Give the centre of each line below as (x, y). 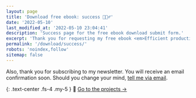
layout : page (22, 11)
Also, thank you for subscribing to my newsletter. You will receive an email (95, 71)
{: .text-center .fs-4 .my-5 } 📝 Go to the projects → (66, 89)
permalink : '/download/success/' (47, 44)
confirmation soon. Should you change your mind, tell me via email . (87, 78)
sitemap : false (24, 55)
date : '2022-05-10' (30, 22)
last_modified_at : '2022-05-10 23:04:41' (57, 28)
